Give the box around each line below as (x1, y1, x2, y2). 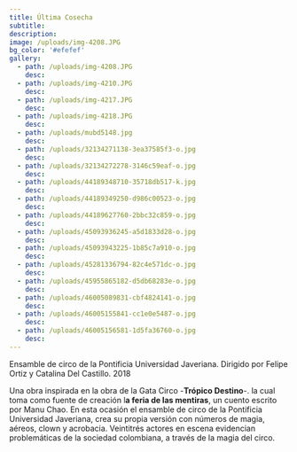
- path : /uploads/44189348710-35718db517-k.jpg (17, 178, 197, 187)
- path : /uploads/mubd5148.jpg (17, 129, 133, 137)
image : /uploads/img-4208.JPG (9, 37, 121, 47)
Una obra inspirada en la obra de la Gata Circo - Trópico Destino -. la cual (9, 385, 276, 395)
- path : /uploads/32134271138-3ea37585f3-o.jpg (17, 144, 197, 153)
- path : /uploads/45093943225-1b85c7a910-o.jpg (17, 244, 197, 253)
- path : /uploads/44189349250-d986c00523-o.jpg (17, 194, 197, 204)
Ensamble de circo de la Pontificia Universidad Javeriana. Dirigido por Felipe (9, 358, 288, 369)
